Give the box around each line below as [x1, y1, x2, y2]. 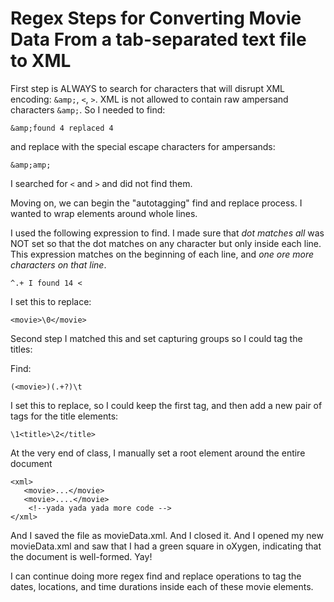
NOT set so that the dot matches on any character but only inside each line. [10, 237, 322, 249]
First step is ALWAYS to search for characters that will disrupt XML [10, 82, 286, 94]
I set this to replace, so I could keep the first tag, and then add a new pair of [10, 399, 323, 411]
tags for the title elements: [10, 410, 119, 422]
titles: [10, 343, 33, 355]
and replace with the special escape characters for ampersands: [10, 140, 276, 152]
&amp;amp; [10, 160, 52, 170]
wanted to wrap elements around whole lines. [10, 207, 198, 219]
